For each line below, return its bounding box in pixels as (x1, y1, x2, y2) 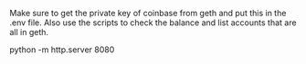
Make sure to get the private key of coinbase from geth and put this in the (9, 8, 287, 18)
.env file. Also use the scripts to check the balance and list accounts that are (9, 17, 297, 28)
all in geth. (9, 27, 48, 37)
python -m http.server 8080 (9, 44, 115, 55)
